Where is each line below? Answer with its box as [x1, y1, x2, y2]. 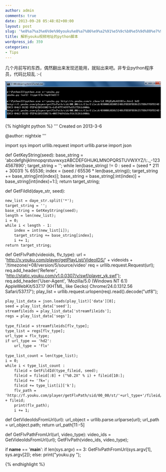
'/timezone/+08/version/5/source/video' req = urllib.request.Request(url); [5, 262, 155, 268]
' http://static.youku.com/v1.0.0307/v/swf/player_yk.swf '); [5, 272, 121, 278]
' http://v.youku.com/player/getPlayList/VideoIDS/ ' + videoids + [5, 257, 133, 263]
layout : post [5, 24, 32, 29]
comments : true [5, 13, 37, 18]
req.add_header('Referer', [5, 267, 58, 273]
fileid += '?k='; [14, 378, 50, 383]
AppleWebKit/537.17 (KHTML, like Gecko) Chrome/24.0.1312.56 [5, 283, 133, 289]
